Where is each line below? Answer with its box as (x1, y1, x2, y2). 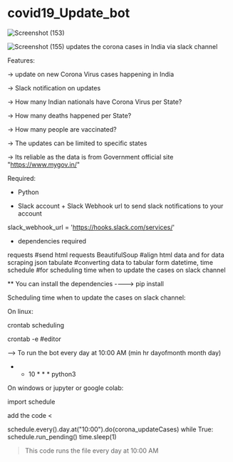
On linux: (7, 307, 33, 315)
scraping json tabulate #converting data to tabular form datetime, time (7, 258, 214, 266)
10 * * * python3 (28, 369, 76, 378)
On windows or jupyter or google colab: (7, 383, 124, 392)
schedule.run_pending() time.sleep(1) (7, 432, 117, 441)
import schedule (7, 397, 56, 406)
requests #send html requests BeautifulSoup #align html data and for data (7, 251, 224, 259)
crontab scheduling (7, 320, 65, 329)
